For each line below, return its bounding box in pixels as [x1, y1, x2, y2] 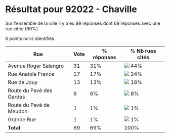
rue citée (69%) [5, 25, 38, 31]
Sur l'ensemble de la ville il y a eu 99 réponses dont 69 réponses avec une [5, 20, 160, 26]
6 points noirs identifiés [5, 35, 55, 41]
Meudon [8, 108, 28, 115]
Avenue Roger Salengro [8, 62, 64, 69]
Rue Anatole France [8, 70, 55, 77]
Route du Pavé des [8, 87, 53, 94]
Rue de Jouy [8, 78, 38, 85]
